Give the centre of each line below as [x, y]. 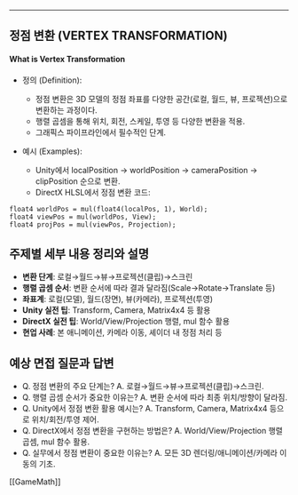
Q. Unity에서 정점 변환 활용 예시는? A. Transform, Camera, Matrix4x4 [145, 409]
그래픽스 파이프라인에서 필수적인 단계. [101, 132]
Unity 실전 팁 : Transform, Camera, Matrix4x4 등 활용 [116, 310]
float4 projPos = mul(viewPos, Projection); [93, 224]
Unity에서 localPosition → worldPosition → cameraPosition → [146, 170]
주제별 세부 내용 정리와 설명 [79, 254]
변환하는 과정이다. [66, 110]
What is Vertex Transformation [67, 59]
